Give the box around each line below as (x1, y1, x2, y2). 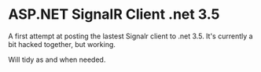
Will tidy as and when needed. (8, 55, 106, 64)
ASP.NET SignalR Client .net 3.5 (8, 5, 220, 23)
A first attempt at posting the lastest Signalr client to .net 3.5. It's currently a (8, 31, 253, 41)
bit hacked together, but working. (8, 39, 116, 49)
